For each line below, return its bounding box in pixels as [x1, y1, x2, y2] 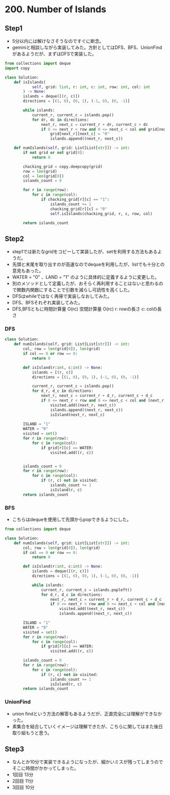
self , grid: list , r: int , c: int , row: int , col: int [31, 84, 151, 90]
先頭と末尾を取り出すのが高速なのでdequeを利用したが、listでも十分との [12, 261, 165, 268]
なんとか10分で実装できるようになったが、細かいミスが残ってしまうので [12, 759, 163, 765]
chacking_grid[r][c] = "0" [50, 206, 108, 211]
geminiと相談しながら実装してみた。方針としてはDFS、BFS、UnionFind [12, 44, 162, 50]
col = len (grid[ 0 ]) [23, 173, 64, 179]
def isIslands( [14, 79, 46, 85]
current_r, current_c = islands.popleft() [41, 587, 132, 592]
